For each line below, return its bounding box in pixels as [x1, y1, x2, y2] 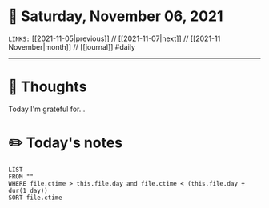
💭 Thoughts [8, 78, 87, 96]
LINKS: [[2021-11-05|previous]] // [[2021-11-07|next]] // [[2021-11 [8, 34, 221, 43]
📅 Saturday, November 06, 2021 [8, 7, 223, 26]
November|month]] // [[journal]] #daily [8, 42, 136, 51]
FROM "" [8, 172, 34, 181]
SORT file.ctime [8, 194, 62, 202]
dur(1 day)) [8, 186, 48, 194]
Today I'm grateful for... [8, 104, 86, 114]
